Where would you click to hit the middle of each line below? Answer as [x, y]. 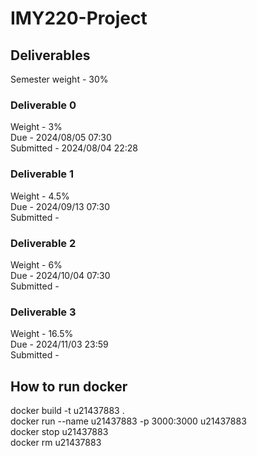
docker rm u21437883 [56, 442]
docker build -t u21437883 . [67, 410]
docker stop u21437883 [59, 431]
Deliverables [50, 55]
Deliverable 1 [42, 174]
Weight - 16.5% [42, 334]
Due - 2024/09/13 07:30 [60, 206]
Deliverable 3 [43, 312]
